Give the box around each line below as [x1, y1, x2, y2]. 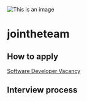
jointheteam [7, 27, 70, 41]
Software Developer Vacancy [7, 68, 81, 74]
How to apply [7, 51, 59, 61]
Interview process [7, 85, 78, 96]
